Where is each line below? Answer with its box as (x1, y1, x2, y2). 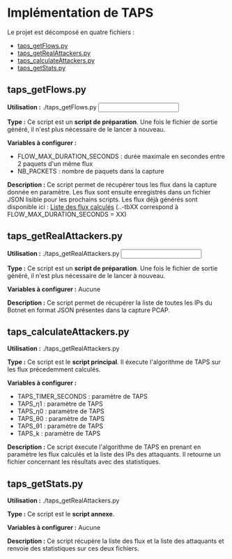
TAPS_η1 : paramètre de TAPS (17, 399, 103, 408)
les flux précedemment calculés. (7, 365, 101, 374)
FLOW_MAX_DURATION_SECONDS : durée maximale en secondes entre (17, 152, 225, 160)
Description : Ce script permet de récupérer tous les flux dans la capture (7, 180, 217, 189)
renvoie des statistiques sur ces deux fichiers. (7, 544, 139, 553)
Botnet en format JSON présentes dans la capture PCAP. (7, 305, 171, 314)
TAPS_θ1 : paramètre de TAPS (17, 422, 103, 430)
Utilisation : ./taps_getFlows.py (7, 102, 97, 111)
